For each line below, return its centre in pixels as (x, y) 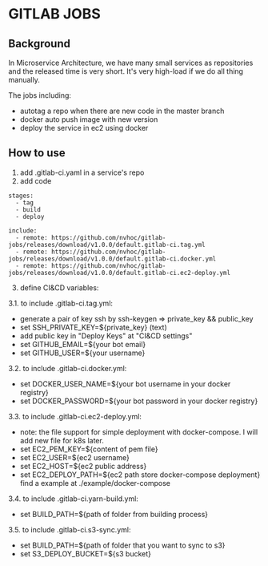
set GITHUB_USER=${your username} (82, 353)
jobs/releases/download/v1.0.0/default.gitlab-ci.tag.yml (107, 245)
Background (39, 44)
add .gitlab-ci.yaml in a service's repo (82, 172)
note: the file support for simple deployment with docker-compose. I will (139, 432)
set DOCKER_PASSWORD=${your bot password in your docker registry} (139, 401)
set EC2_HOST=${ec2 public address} (83, 466)
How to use (37, 153)
